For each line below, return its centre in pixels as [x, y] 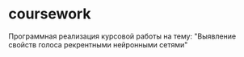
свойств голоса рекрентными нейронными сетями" [98, 44]
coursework [50, 14]
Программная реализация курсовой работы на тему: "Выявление [122, 36]
